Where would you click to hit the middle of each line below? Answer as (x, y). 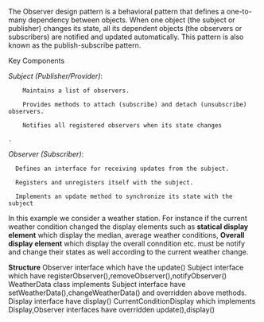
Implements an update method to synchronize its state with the (124, 196)
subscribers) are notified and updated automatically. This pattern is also (126, 37)
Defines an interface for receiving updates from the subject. (122, 169)
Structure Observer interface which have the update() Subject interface (126, 267)
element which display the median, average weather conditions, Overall (126, 235)
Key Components (37, 60)
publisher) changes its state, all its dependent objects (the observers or (125, 28)
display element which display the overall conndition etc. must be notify (126, 243)
